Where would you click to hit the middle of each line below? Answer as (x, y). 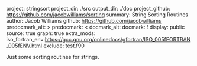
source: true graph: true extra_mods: (51, 33)
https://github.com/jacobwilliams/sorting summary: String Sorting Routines (97, 15)
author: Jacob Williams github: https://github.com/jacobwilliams (84, 21)
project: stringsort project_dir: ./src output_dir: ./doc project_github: (88, 8)
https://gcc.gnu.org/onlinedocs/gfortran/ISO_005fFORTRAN (118, 39)
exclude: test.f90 (64, 46)
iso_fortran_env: (26, 39)
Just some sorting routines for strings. (53, 57)
